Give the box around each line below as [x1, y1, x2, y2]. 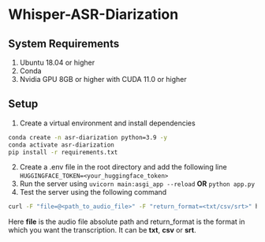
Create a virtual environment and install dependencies [19, 118, 196, 128]
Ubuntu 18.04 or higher [19, 58, 95, 67]
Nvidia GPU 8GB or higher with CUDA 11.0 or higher [19, 75, 187, 84]
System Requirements [8, 37, 120, 50]
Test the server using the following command [19, 188, 167, 197]
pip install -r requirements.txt [8, 148, 118, 156]
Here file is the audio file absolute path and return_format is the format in [8, 217, 246, 226]
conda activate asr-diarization [8, 140, 114, 149]
